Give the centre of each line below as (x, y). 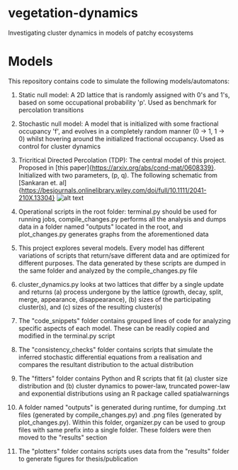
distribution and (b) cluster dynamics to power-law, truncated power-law (124, 386)
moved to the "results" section (63, 437)
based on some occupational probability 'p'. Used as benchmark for (117, 102)
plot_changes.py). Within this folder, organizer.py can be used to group (122, 422)
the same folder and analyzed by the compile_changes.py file (108, 270)
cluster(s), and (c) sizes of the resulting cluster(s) (90, 307)
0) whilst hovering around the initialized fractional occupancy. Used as (121, 138)
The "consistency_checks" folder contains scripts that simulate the (115, 349)
